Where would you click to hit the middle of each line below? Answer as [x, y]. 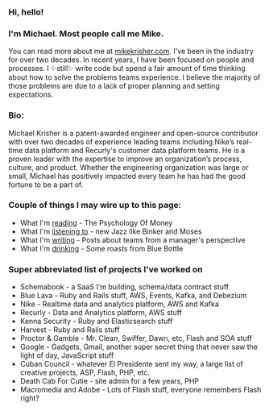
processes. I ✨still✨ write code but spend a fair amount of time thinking [127, 68]
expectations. [31, 94]
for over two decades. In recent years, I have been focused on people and [131, 60]
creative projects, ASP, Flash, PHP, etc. [85, 372]
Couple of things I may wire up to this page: [95, 205]
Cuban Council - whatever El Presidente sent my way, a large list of [132, 364]
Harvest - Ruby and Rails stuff [70, 330]
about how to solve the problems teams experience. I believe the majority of [134, 77]
